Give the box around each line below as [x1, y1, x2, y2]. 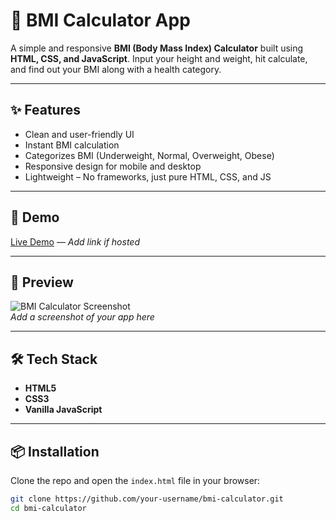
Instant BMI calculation [24, 139, 120, 151]
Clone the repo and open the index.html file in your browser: [10, 475, 261, 486]
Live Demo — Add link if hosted [10, 235, 140, 248]
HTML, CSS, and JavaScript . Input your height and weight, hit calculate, [10, 52, 308, 64]
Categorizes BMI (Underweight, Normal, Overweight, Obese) [24, 149, 275, 161]
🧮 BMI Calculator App [10, 9, 191, 32]
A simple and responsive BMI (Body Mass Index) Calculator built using [10, 42, 304, 54]
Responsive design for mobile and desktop [24, 160, 202, 172]
